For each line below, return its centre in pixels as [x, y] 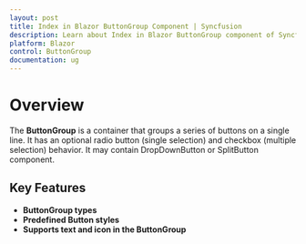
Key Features [48, 188]
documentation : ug [44, 60]
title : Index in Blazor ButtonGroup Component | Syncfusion [126, 26]
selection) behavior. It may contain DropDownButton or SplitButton [134, 149]
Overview [47, 105]
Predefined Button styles [71, 219]
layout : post [34, 18]
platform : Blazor [42, 43]
